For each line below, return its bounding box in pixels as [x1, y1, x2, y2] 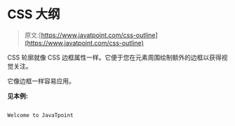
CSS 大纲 [7, 6, 61, 22]
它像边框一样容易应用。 [7, 76, 75, 85]
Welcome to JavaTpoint [7, 111, 74, 119]
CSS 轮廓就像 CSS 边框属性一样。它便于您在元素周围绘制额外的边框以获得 [7, 53, 222, 62]
